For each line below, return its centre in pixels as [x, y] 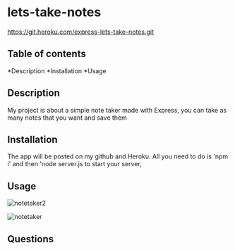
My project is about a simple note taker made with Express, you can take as [117, 110]
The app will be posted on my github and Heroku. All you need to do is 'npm [118, 156]
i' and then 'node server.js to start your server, [75, 164]
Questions [31, 239]
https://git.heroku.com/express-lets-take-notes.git [80, 32]
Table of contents [47, 54]
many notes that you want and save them [67, 118]
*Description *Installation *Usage [57, 70]
